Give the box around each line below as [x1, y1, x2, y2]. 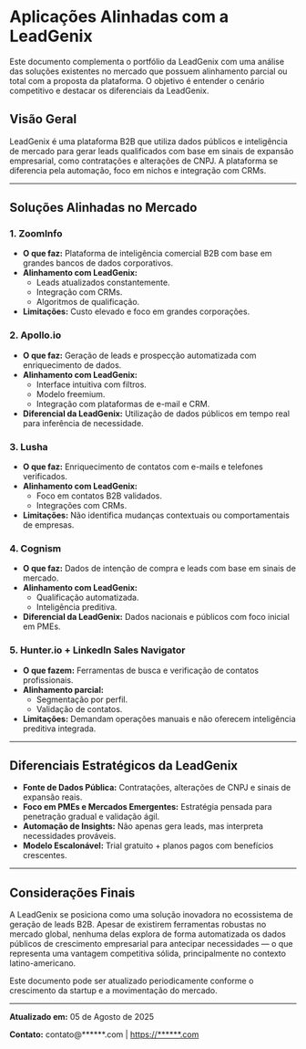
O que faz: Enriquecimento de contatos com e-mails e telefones [22, 461, 264, 472]
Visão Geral [9, 111, 77, 127]
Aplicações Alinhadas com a [9, 6, 229, 27]
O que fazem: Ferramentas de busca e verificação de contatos [22, 665, 260, 676]
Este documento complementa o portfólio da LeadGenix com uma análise [9, 56, 285, 67]
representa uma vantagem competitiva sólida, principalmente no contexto [9, 948, 287, 960]
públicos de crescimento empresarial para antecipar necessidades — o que [9, 939, 293, 949]
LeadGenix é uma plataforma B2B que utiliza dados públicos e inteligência [9, 135, 289, 147]
